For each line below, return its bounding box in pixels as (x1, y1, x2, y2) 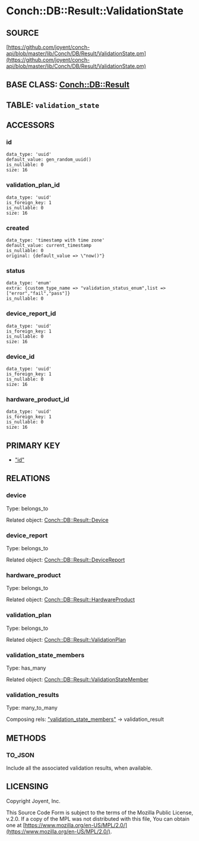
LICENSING (6, 782, 49, 792)
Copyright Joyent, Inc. (6, 797, 61, 804)
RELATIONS (6, 473, 50, 484)
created (6, 224, 30, 232)
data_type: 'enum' (6, 280, 52, 286)
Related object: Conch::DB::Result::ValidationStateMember (6, 676, 149, 683)
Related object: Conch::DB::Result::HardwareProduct (6, 596, 135, 603)
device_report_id (6, 309, 56, 318)
